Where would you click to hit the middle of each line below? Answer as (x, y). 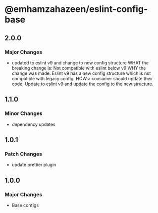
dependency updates (33, 124)
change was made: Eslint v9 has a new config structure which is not (81, 73)
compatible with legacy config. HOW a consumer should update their (82, 78)
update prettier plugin (34, 165)
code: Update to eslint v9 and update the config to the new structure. (82, 84)
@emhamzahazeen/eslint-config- (76, 9)
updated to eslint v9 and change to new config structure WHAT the (80, 62)
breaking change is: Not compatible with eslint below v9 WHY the (79, 68)
